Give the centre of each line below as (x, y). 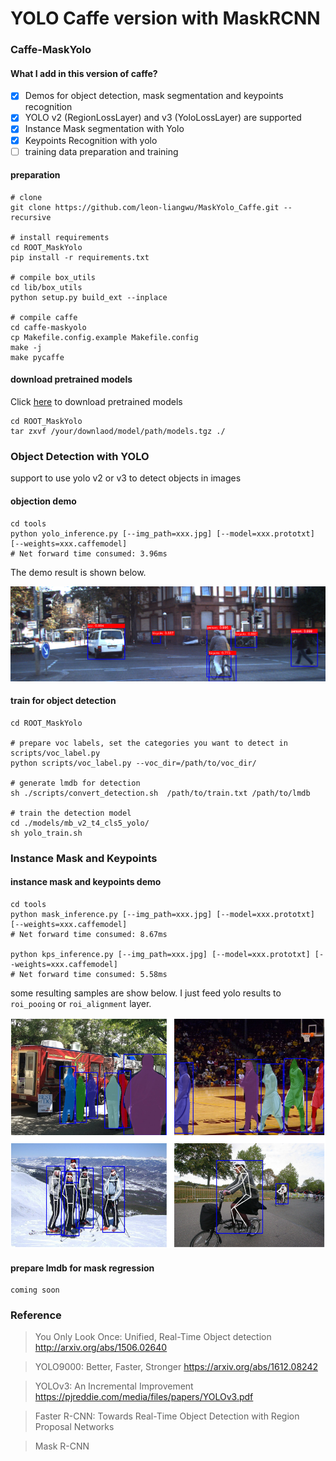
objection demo (43, 501)
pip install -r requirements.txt (80, 257)
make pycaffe (37, 357)
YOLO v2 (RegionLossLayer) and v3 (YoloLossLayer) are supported (163, 118)
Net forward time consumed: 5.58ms (93, 974)
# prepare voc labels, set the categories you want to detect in (149, 743)
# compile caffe (44, 317)
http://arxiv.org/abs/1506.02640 (101, 1348)
